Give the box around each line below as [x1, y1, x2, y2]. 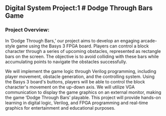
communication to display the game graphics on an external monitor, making [5, 89, 162, 95]
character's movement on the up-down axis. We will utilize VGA [5, 84, 135, 90]
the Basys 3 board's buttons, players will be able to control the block [5, 78, 145, 84]
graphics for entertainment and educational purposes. [5, 105, 115, 111]
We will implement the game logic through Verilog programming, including [5, 68, 157, 74]
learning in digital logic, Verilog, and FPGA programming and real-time [5, 100, 148, 106]
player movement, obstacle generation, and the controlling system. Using [5, 74, 155, 79]
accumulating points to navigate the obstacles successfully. [5, 59, 127, 65]
